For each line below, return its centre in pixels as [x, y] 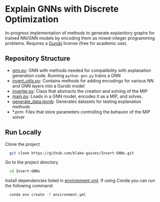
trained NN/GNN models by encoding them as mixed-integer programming [80, 38]
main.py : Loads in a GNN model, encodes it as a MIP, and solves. [77, 96]
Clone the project [22, 144]
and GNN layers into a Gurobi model [48, 86]
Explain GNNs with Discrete [62, 9]
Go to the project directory [32, 162]
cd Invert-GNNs [25, 171]
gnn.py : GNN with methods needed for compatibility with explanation [81, 70]
